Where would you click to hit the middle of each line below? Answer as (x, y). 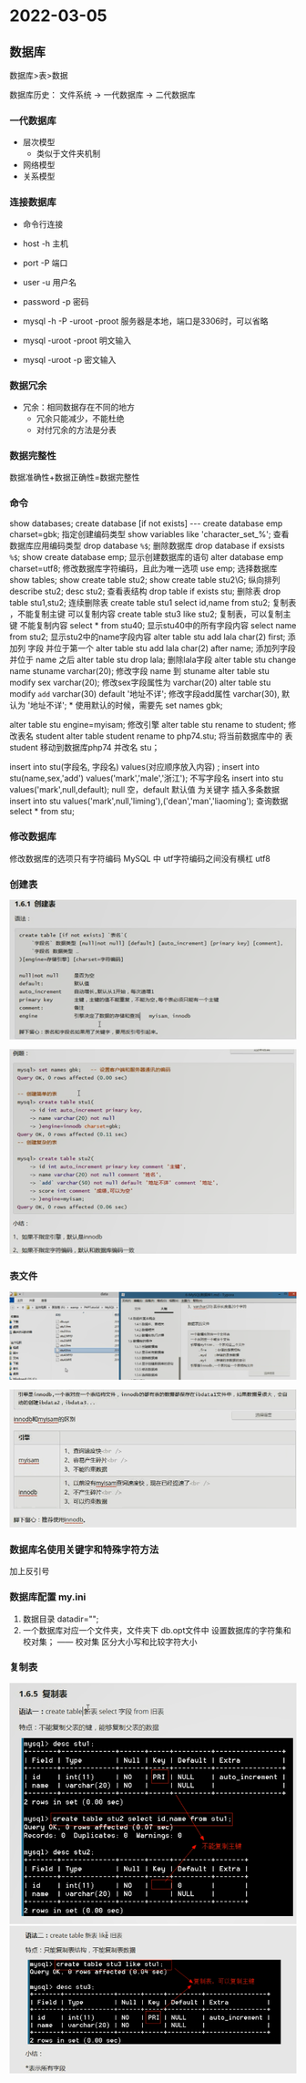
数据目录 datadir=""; (61, 1619)
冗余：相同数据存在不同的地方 (78, 407)
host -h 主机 (46, 244)
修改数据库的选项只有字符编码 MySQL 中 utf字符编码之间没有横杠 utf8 (140, 858)
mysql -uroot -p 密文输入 (69, 359)
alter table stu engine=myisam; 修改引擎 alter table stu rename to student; (148, 725)
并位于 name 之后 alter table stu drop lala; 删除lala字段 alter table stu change (153, 660)
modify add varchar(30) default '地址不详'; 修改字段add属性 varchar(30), (145, 694)
